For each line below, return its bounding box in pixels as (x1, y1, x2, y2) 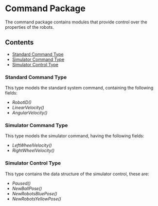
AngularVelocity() (12, 110, 48, 116)
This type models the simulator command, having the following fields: (5, 133, 144, 139)
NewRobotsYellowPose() (12, 196, 62, 202)
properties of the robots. (5, 24, 54, 30)
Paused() (12, 180, 31, 186)
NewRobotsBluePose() (12, 190, 57, 196)
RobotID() (12, 99, 32, 105)
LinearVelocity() (12, 105, 45, 111)
